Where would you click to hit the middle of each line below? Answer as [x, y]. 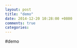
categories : [17, 28]
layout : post [18, 9]
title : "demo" [19, 14]
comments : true [20, 23]
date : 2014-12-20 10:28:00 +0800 [39, 18]
